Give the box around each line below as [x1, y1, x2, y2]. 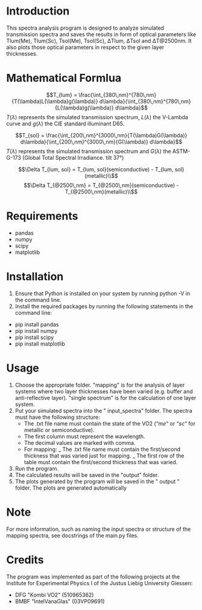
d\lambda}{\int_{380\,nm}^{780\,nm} [99, 97, 191, 105]
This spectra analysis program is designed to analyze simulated [6, 24, 165, 31]
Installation [6, 270, 64, 283]
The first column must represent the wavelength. [24, 433, 146, 440]
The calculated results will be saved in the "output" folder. [14, 471, 159, 479]
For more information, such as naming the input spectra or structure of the [6, 525, 191, 533]
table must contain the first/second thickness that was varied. [24, 458, 178, 465]
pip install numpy [14, 327, 58, 334]
